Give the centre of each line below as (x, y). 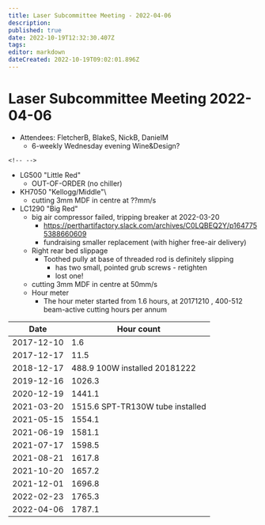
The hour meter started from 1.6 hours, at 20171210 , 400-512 (143, 300)
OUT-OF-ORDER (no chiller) (77, 183)
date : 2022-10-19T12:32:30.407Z (61, 38)
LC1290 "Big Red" (49, 208)
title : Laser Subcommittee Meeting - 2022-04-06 (90, 15)
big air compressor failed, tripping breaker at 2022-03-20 (125, 217)
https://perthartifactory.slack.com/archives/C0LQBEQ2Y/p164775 (150, 225)
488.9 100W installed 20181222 (133, 368)
